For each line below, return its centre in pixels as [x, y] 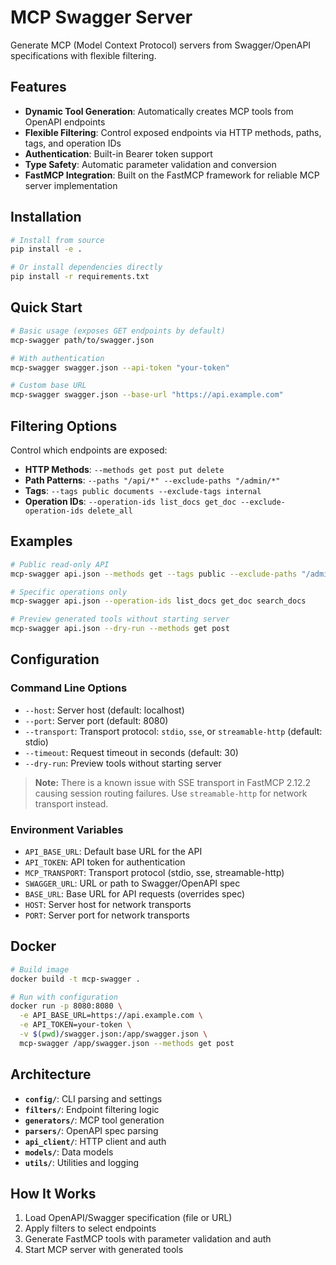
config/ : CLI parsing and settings [93, 1098]
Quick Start [46, 307]
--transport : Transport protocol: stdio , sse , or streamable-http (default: [173, 731]
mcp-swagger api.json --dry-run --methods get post [120, 629]
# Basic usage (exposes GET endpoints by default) [118, 331]
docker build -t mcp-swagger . [75, 979]
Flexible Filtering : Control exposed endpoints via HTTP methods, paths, [173, 132]
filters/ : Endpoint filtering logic [92, 1109]
